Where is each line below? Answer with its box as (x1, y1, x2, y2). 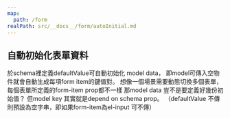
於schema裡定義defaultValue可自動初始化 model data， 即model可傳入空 (7, 69, 214, 77)
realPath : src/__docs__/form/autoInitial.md (7, 23, 137, 29)
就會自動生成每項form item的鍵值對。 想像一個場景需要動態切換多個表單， (12, 78, 223, 86)
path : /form (13, 16, 48, 23)
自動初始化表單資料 (7, 49, 89, 61)
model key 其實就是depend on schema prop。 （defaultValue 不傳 (32, 95, 220, 103)
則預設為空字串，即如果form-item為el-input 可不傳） (7, 103, 156, 111)
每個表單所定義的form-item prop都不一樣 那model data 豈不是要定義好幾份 (7, 86, 218, 94)
